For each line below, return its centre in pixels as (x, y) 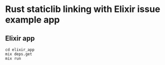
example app (32, 20)
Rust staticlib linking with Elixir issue (83, 9)
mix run (13, 58)
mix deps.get (19, 54)
